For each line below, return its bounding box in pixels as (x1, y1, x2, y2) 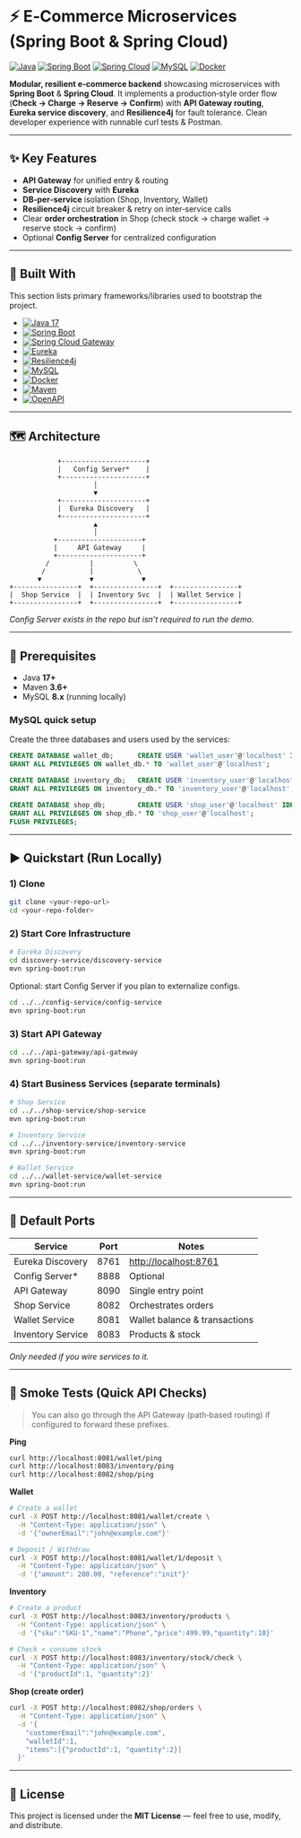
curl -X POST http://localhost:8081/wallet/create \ (9, 1512, 211, 1521)
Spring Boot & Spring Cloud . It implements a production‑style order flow (9, 88, 278, 99)
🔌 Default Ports (9, 1214, 96, 1229)
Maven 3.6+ (21, 682, 68, 693)
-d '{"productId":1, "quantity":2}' (17, 1669, 154, 1679)
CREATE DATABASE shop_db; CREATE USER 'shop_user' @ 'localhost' (9, 800, 279, 809)
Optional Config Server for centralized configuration (21, 231, 217, 242)
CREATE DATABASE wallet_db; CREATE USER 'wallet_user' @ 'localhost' (9, 752, 287, 761)
